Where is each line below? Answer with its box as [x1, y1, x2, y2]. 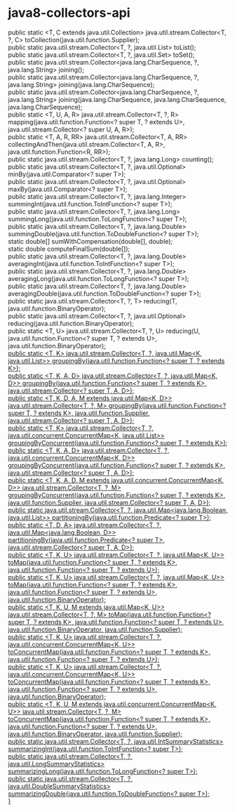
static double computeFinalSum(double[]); [8, 244, 130, 253]
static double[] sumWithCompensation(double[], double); [8, 237, 173, 245]
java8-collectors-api [8, 5, 130, 21]
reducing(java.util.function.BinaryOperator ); [8, 319, 134, 327]
